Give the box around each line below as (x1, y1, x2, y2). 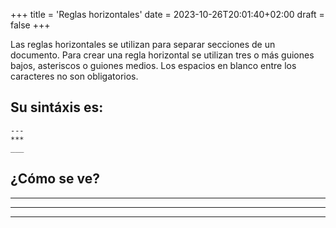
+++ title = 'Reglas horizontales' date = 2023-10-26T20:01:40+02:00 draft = (10, 9, 325, 20)
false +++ (10, 19, 51, 31)
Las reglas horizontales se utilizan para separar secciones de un (10, 39, 276, 50)
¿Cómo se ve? (10, 170, 100, 188)
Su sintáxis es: (10, 99, 104, 116)
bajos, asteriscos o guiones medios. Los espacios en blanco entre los (10, 60, 297, 71)
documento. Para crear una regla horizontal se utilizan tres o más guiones (10, 49, 315, 61)
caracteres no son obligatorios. (10, 70, 139, 82)
